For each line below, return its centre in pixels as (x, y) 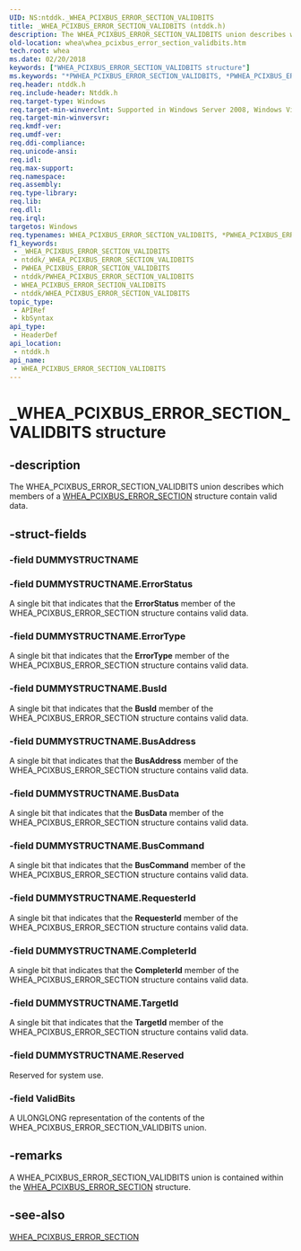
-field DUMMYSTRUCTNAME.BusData (94, 794)
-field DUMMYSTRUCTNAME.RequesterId (103, 898)
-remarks (36, 1156)
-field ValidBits (43, 1098)
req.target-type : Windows (57, 101)
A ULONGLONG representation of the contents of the (107, 1118)
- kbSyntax (33, 319)
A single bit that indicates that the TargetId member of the (116, 1023)
